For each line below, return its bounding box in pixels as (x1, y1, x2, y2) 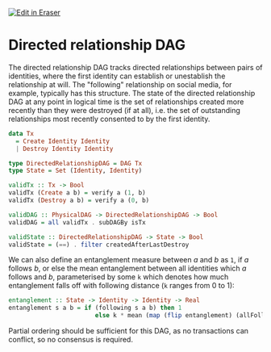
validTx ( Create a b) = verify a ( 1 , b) (8, 189, 147, 197)
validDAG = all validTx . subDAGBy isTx (8, 218, 147, 226)
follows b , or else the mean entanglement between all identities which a (8, 263, 247, 274)
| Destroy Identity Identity (15, 145, 114, 153)
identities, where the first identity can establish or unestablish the (8, 71, 226, 81)
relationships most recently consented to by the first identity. (8, 114, 211, 124)
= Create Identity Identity (15, 137, 110, 145)
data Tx (8, 129, 35, 137)
